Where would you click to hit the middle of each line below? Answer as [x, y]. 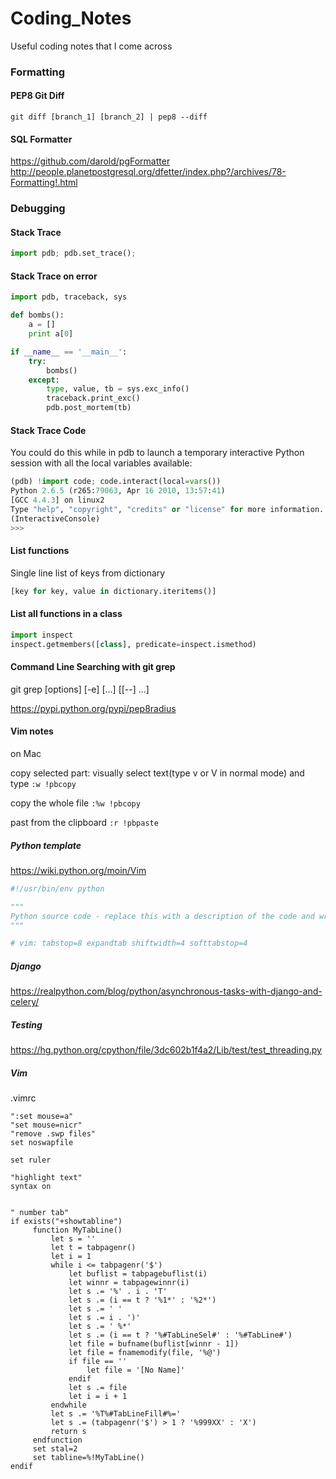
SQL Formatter [41, 139]
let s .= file [98, 1388]
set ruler [31, 1160]
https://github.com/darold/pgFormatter [90, 161]
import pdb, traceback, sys [69, 297]
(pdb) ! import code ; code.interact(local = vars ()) [116, 482]
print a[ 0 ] [51, 334]
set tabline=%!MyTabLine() [88, 1458]
